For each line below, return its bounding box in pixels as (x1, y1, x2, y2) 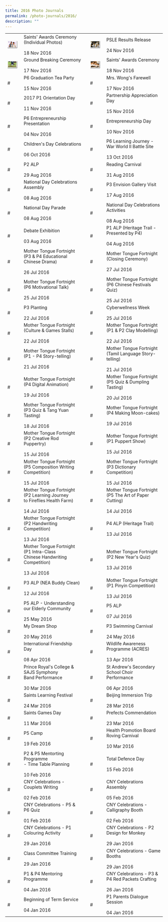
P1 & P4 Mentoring (23, 870, 63, 876)
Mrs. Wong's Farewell (106, 74, 151, 80)
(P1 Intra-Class (23, 549, 56, 555)
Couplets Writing (23, 784, 58, 790)
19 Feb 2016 (23, 741, 51, 747)
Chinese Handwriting (23, 554, 67, 560)
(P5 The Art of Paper (106, 492, 149, 498)
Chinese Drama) (23, 259, 57, 265)
